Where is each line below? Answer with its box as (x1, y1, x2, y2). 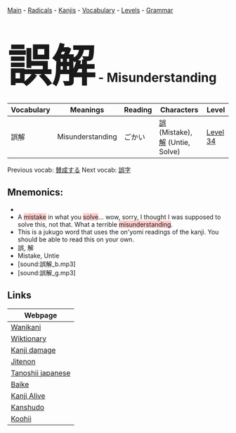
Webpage (24, 310, 58, 320)
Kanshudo (11, 402, 44, 412)
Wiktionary (11, 334, 47, 344)
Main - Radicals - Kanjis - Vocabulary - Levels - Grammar (7, 6, 173, 14)
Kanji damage (11, 345, 56, 355)
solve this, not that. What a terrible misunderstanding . (17, 220, 173, 228)
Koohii (11, 413, 32, 423)
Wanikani (11, 322, 41, 332)
